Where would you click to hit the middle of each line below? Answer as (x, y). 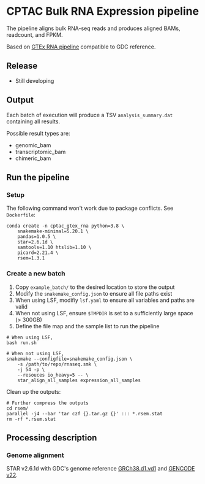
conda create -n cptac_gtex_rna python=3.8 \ (65, 226)
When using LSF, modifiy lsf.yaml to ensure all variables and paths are (105, 300)
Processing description (52, 438)
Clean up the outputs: (34, 391)
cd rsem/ (17, 408)
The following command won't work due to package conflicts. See (90, 208)
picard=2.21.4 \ (38, 253)
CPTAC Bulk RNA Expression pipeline (103, 11)
